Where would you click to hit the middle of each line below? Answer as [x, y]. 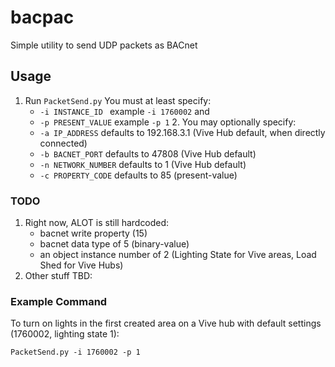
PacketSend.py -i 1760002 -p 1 [75, 352]
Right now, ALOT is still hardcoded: [97, 223]
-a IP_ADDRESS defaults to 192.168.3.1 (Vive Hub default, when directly [182, 132]
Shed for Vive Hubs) [81, 265]
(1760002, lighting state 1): [65, 334]
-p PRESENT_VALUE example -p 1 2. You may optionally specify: [168, 122]
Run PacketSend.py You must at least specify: [118, 100]
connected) [63, 143]
